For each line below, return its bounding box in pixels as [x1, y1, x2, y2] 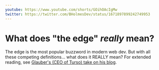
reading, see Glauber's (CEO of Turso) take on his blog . [5, 59, 117, 65]
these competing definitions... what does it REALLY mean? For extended [5, 54, 151, 60]
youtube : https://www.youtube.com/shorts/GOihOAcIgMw [5, 7, 118, 12]
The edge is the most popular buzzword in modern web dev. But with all [5, 49, 151, 55]
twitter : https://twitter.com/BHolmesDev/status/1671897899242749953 [5, 12, 151, 17]
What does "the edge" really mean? [5, 33, 155, 44]
